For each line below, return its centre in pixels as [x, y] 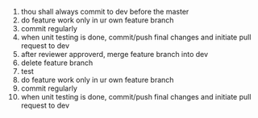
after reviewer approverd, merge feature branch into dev [114, 54]
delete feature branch [57, 63]
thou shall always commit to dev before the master [105, 12]
